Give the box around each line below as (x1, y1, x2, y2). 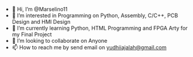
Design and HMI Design (11, 18, 71, 25)
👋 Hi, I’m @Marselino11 (11, 6, 68, 12)
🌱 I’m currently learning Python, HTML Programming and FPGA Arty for (11, 24, 188, 31)
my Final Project (11, 31, 52, 38)
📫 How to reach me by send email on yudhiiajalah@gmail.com (11, 44, 167, 50)
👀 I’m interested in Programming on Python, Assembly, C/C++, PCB (11, 12, 179, 19)
